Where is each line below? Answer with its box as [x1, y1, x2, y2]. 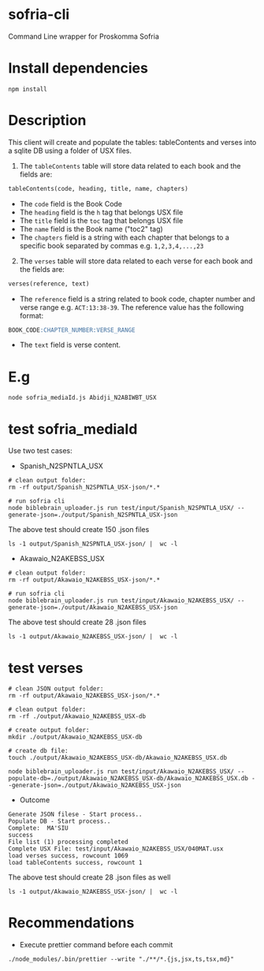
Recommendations [8, 914, 135, 932]
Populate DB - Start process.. [8, 817, 111, 825]
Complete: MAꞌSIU [8, 824, 69, 832]
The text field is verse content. [19, 340, 121, 350]
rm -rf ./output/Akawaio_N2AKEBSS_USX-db [8, 712, 147, 720]
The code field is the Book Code [19, 199, 123, 208]
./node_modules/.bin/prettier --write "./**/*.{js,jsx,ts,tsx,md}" [8, 955, 235, 963]
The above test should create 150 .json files [8, 525, 150, 534]
